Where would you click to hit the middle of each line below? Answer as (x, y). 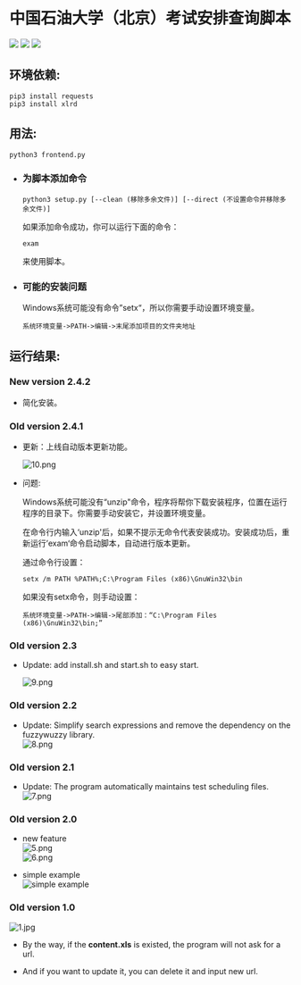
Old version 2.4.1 (46, 426)
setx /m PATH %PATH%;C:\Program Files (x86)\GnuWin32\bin (132, 580)
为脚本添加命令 (54, 179)
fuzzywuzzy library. (59, 734)
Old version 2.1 (42, 767)
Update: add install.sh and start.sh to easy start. (110, 665)
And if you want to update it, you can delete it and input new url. (140, 971)
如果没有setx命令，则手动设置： (81, 597)
